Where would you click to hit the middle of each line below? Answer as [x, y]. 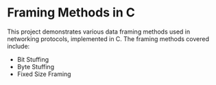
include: [19, 46]
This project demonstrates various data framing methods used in [99, 32]
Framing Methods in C [71, 13]
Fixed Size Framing [44, 74]
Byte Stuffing [36, 66]
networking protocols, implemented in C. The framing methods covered [108, 38]
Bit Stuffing [33, 59]
